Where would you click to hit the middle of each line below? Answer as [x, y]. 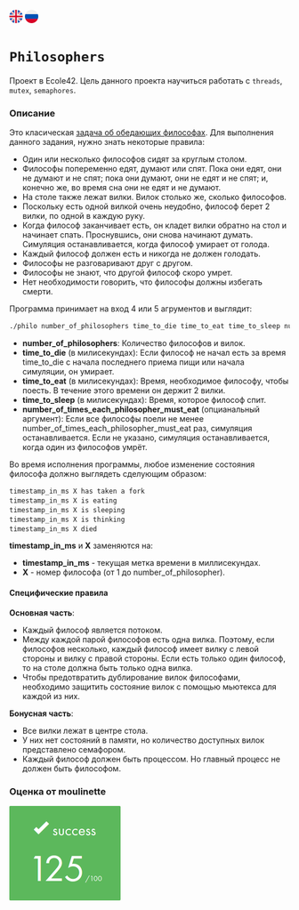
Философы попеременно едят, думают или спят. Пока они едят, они [152, 169]
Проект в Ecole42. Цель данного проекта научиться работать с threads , [146, 80]
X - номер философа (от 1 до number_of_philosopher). [123, 572]
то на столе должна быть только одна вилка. [107, 667]
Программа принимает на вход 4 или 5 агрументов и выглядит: [131, 309]
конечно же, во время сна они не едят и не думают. [121, 188]
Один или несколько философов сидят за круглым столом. [134, 159]
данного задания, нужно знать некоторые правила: [107, 142]
